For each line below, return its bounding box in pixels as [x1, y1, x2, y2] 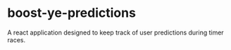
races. [7, 35, 26, 44]
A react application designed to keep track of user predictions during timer [7, 28, 224, 37]
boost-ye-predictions [7, 5, 136, 21]
